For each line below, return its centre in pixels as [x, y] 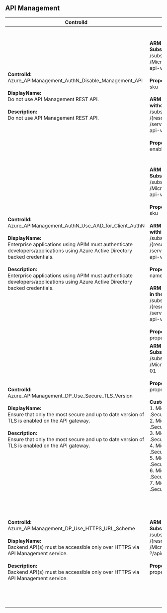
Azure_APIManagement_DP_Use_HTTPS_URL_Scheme [71, 528]
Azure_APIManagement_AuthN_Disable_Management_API [75, 80]
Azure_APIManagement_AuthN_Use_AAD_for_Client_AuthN [76, 225]
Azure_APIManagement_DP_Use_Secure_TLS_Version [70, 396]
